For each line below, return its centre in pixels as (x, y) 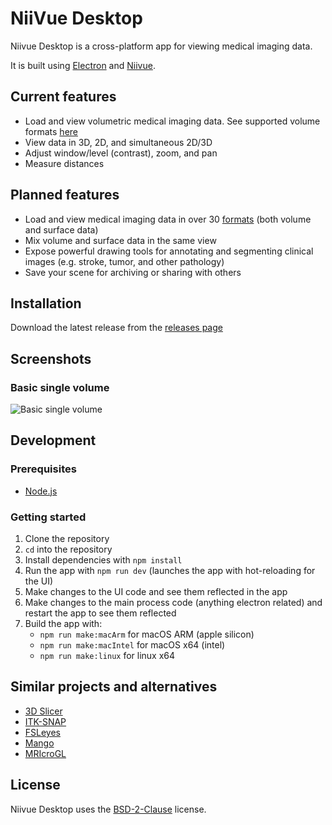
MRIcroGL (45, 753)
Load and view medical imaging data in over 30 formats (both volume (168, 219)
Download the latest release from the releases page (116, 328)
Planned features (65, 195)
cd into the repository (68, 549)
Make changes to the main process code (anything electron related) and (173, 603)
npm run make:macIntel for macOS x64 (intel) (132, 645)
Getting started (48, 517)
